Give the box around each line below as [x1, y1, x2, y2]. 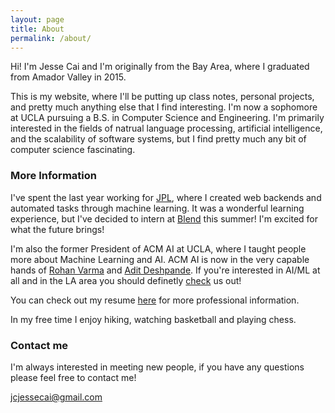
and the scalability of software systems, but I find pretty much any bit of [10, 133, 307, 145]
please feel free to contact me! [10, 371, 137, 383]
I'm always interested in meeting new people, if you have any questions [10, 361, 305, 373]
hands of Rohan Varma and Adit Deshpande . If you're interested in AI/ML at [10, 264, 321, 276]
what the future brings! [10, 223, 105, 235]
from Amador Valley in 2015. [10, 71, 127, 83]
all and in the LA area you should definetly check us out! [10, 274, 242, 286]
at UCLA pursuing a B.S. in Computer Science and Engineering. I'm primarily [10, 112, 325, 124]
